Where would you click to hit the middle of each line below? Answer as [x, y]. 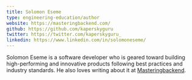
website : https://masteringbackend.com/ [59, 23]
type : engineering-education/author [53, 18]
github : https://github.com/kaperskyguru [60, 29]
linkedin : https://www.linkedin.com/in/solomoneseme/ [76, 40]
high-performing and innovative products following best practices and [95, 64]
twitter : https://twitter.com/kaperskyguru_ [64, 35]
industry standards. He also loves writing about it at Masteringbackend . [96, 70]
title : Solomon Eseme [34, 12]
